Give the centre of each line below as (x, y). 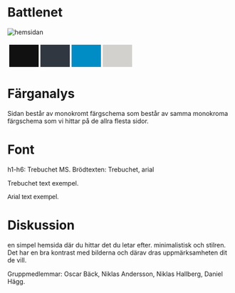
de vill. (17, 260)
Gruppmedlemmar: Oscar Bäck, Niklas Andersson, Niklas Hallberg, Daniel (115, 274)
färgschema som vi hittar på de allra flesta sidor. (78, 121)
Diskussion (41, 225)
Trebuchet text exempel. (43, 183)
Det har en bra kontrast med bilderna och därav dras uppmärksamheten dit (117, 252)
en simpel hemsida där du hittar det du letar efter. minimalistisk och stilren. (117, 245)
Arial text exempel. (33, 197)
